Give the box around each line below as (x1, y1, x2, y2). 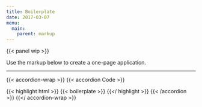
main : (11, 25, 26, 32)
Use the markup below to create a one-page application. (6, 59, 146, 66)
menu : (6, 20, 20, 26)
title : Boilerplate (6, 8, 55, 15)
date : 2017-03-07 (6, 14, 50, 20)
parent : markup (17, 31, 55, 37)
